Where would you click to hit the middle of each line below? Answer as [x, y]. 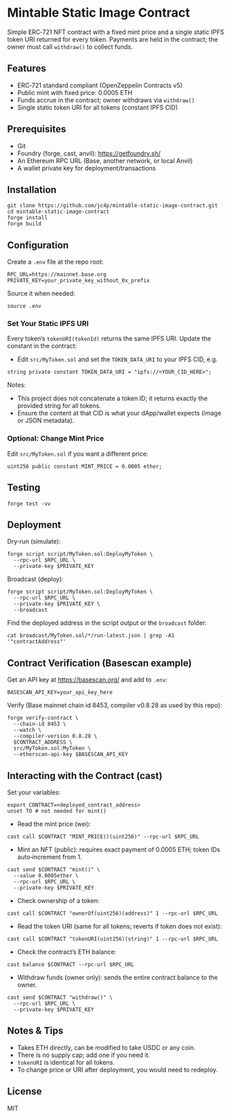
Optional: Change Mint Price [56, 438]
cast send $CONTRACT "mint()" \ [54, 870]
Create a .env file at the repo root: [55, 262]
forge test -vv [29, 504]
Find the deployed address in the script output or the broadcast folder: [107, 623]
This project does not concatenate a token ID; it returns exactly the [112, 398]
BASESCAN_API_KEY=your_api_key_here [60, 693]
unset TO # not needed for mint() [57, 811]
